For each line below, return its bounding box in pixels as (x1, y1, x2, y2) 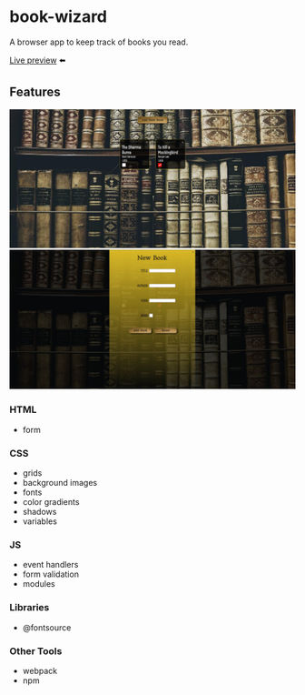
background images (22, 478, 98, 489)
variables (22, 516, 57, 527)
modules (22, 579, 56, 589)
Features (9, 85, 61, 100)
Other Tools (9, 644, 63, 657)
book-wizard (9, 6, 107, 27)
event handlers (22, 559, 79, 570)
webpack (22, 665, 57, 676)
